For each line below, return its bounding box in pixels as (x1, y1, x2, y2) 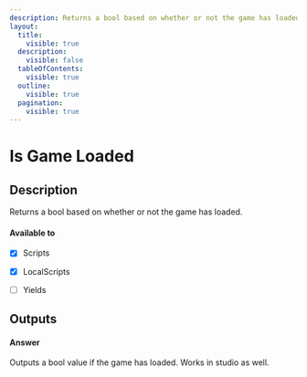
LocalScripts (22, 266, 70, 277)
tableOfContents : (17, 65, 84, 74)
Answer (9, 337, 40, 348)
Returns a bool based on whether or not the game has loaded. (9, 206, 243, 217)
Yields (22, 284, 47, 295)
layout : (9, 22, 39, 31)
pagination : (17, 98, 64, 108)
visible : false (26, 56, 84, 65)
